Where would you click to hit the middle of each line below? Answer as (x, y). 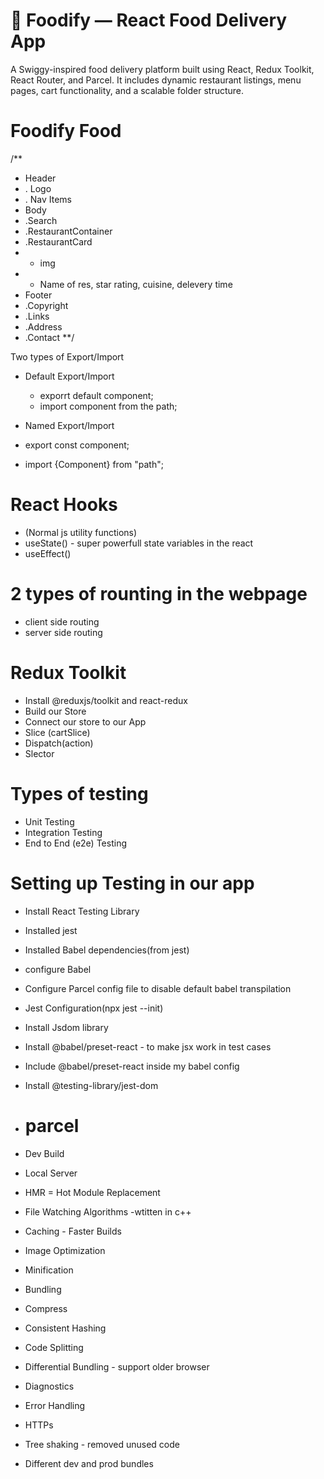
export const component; (77, 445)
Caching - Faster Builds (73, 1231)
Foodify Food (66, 131)
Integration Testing (63, 832)
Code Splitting (54, 1347)
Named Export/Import (69, 425)
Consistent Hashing (65, 1328)
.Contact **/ (49, 337)
